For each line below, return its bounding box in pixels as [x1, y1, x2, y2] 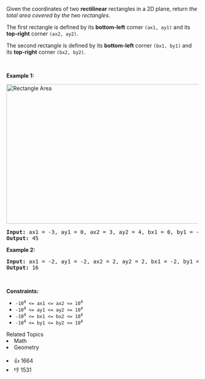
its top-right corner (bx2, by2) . [6, 48, 86, 56]
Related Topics [6, 331, 44, 338]
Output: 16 [6, 264, 39, 271]
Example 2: [6, 246, 35, 253]
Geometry [14, 344, 40, 351]
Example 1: [6, 72, 35, 79]
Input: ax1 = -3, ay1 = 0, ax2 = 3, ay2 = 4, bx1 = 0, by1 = [6, 229, 193, 235]
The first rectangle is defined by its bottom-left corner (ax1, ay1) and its [6, 24, 190, 31]
